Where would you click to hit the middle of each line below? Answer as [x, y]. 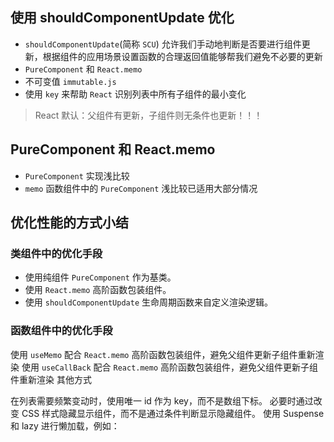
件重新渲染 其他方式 [51, 379]
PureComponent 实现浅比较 [77, 175]
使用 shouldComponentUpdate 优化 [122, 18]
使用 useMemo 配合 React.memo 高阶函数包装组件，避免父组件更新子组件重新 [163, 354]
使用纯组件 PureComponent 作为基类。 [100, 277]
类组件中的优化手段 [56, 253]
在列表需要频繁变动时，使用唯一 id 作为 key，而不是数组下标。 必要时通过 [162, 400]
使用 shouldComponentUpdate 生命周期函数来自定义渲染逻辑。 [149, 302]
